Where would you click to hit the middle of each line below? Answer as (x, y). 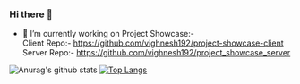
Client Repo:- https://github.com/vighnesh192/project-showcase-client (153, 43)
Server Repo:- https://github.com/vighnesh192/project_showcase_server (156, 53)
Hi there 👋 (31, 14)
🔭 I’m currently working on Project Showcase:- (108, 34)
